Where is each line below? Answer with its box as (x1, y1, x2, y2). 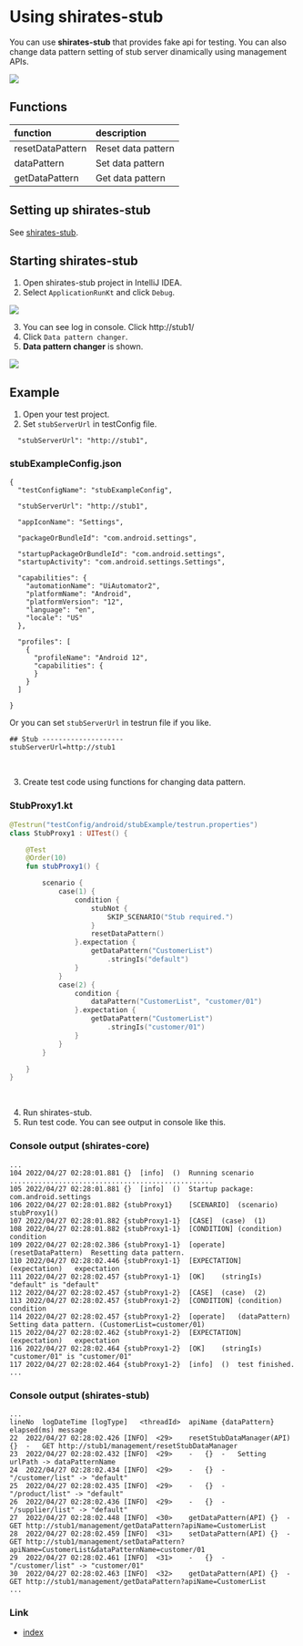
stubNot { (90, 904, 128, 913)
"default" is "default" (9, 1279, 100, 1289)
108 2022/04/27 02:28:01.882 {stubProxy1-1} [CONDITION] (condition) (9, 1224, 283, 1233)
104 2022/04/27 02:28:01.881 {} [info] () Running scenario (9, 1168, 255, 1177)
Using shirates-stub (9, 6, 164, 27)
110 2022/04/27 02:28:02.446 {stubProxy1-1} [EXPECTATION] (9, 1256, 243, 1265)
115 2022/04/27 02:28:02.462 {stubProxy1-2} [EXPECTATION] (9, 1328, 243, 1337)
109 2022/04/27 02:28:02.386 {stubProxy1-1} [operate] (9, 1240, 226, 1249)
